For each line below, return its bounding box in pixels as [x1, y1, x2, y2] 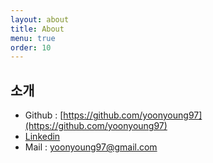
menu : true [10, 33, 56, 43]
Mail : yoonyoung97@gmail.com [24, 141, 158, 153]
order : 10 [10, 42, 52, 53]
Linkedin [24, 131, 61, 143]
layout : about [10, 14, 70, 25]
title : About [10, 24, 65, 34]
